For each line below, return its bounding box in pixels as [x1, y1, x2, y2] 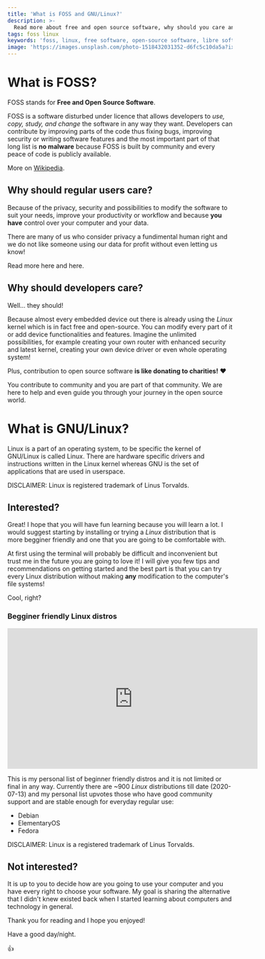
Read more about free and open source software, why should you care [14, 24, 225, 31]
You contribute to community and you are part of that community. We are [7, 380, 223, 389]
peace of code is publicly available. [7, 149, 111, 158]
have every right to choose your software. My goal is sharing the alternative [7, 887, 231, 896]
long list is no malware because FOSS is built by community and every [7, 142, 216, 151]
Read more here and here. [7, 261, 84, 270]
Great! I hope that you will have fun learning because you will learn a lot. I [7, 521, 224, 529]
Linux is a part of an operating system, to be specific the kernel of [7, 444, 201, 453]
